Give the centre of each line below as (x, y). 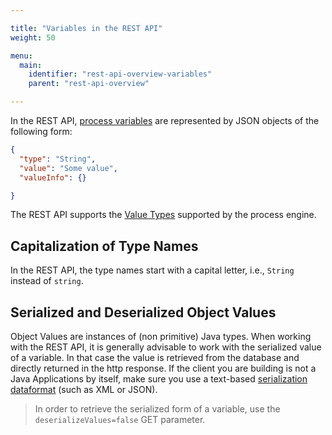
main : (31, 65)
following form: (41, 131)
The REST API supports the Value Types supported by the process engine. (163, 215)
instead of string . (47, 281)
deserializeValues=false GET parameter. (120, 419)
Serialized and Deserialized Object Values (143, 312)
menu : (21, 56)
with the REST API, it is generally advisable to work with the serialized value (166, 347)
